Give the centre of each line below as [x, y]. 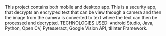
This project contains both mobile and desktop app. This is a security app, [81, 7]
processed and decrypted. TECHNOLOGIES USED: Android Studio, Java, [79, 23]
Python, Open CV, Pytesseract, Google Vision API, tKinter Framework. [76, 28]
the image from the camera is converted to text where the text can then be [81, 18]
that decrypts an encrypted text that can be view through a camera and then [83, 12]
